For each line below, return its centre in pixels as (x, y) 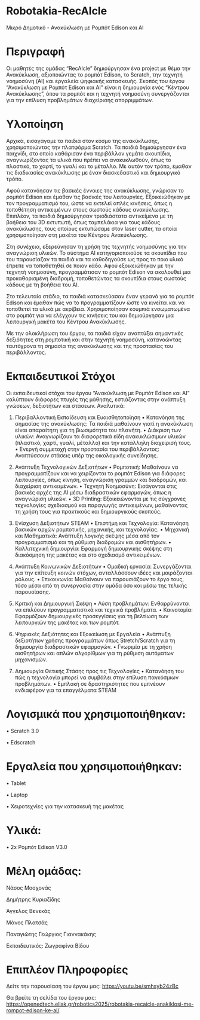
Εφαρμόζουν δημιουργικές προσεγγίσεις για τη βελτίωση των (92, 616)
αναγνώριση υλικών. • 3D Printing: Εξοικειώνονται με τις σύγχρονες (100, 499)
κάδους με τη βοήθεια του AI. (43, 285)
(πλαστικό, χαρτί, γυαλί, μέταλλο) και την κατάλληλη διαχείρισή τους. (103, 442)
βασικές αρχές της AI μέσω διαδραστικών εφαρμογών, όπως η (93, 492)
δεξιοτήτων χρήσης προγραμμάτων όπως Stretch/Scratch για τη (95, 640)
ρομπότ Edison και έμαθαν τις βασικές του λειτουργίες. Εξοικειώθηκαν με (99, 197)
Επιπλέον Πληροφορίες (67, 969)
